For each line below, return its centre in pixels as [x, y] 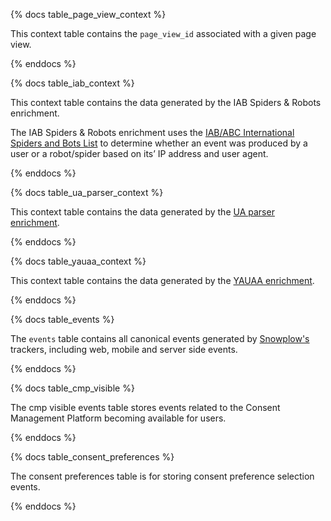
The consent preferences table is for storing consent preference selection [162, 476]
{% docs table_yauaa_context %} [78, 261]
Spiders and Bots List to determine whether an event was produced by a [159, 143]
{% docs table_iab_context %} [72, 83]
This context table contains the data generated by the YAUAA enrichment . [162, 280]
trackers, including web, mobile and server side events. [124, 349]
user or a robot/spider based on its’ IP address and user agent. [139, 153]
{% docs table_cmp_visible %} [72, 388]
